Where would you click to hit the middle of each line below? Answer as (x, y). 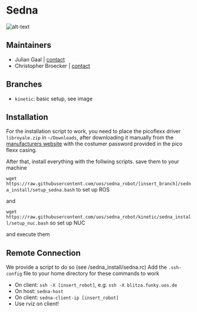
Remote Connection (43, 253)
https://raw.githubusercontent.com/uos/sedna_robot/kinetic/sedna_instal (99, 217)
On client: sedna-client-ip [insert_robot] (67, 298)
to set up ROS (93, 190)
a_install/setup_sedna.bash (41, 190)
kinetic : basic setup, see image (54, 99)
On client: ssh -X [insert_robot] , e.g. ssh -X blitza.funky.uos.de (96, 285)
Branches (24, 84)
